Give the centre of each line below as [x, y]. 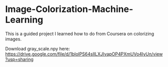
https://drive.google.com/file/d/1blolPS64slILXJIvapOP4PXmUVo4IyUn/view [84, 54]
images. [13, 39]
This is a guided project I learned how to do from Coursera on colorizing [80, 33]
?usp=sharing [19, 59]
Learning [24, 20]
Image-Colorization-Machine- [69, 9]
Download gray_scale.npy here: [38, 48]
